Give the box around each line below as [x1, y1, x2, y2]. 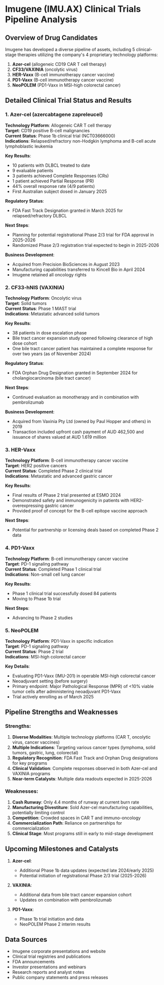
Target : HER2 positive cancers [5, 463, 67, 469]
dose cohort [12, 340, 37, 346]
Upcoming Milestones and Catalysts [5, 845, 119, 853]
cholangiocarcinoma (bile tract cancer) [12, 375, 91, 381]
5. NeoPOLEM [5, 627, 39, 634]
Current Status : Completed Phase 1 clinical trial [5, 566, 102, 572]
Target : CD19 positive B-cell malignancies [5, 127, 90, 133]
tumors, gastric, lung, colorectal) [12, 749, 79, 755]
